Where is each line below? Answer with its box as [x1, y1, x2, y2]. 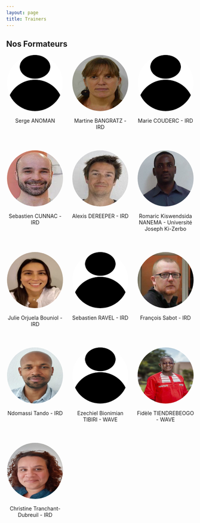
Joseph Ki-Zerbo [144, 225, 187, 233]
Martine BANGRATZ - [74, 117, 127, 124]
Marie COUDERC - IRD [137, 117, 193, 124]
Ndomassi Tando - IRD [7, 410, 63, 417]
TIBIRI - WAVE [82, 416, 118, 423]
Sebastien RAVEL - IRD [72, 314, 129, 321]
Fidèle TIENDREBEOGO [137, 410, 194, 417]
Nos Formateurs [6, 39, 67, 49]
